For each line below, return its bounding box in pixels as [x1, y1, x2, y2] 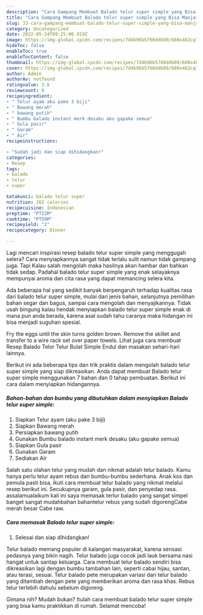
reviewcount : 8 [6, 88, 45, 94]
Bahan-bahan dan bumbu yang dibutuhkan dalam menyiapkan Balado [6, 394, 188, 402]
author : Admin [6, 71, 42, 77]
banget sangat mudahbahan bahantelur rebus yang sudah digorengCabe [6, 498, 188, 505]
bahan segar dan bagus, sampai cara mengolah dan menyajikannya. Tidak [6, 300, 192, 306]
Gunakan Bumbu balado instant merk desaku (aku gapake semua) [14, 435, 179, 442]
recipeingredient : [6, 93, 53, 99]
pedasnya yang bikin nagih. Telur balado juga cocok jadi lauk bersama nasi [6, 552, 193, 559]
